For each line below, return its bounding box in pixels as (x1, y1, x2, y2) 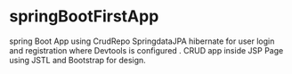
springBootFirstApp (9, 6, 159, 27)
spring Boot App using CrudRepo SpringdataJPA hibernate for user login (9, 36, 275, 46)
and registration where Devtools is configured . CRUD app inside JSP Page (9, 45, 284, 55)
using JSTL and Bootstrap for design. (9, 54, 147, 65)
